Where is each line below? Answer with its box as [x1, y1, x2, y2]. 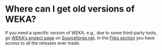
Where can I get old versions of [5, 3, 135, 15]
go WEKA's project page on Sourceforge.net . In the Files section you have [5, 35, 155, 41]
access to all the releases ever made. [5, 40, 81, 46]
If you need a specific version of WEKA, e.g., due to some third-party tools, [5, 30, 157, 35]
